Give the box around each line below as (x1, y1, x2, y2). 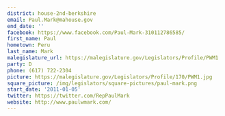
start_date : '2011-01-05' (7, 86, 81, 93)
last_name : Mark (7, 48, 53, 55)
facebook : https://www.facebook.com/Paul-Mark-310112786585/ (7, 29, 185, 36)
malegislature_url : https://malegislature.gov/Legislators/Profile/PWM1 (7, 55, 219, 61)
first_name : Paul (7, 35, 57, 42)
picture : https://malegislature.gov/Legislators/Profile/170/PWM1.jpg (7, 73, 213, 81)
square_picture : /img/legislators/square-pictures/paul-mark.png (7, 80, 197, 87)
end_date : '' (7, 23, 44, 29)
